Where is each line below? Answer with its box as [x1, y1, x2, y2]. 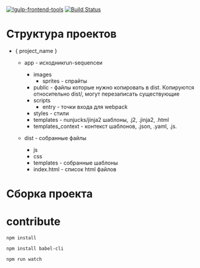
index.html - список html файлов [33, 165, 117, 173]
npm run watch [6, 256, 43, 263]
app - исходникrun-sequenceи [24, 58, 103, 66]
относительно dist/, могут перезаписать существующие [33, 90, 180, 97]
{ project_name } [15, 47, 58, 54]
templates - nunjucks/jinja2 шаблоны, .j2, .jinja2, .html [33, 116, 169, 123]
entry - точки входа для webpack [42, 103, 128, 110]
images [33, 71, 52, 78]
